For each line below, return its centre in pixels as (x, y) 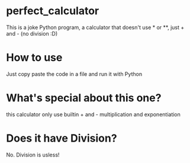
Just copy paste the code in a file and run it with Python (74, 74)
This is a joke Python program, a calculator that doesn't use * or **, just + (95, 27)
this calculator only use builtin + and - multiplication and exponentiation (93, 114)
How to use (34, 58)
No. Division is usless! (33, 155)
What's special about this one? (84, 98)
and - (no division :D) (32, 33)
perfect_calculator (53, 11)
